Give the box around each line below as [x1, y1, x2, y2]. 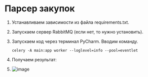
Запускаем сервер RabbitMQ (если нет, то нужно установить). [11, 29, 144, 35]
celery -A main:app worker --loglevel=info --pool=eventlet [11, 48, 138, 53]
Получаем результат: [11, 56, 57, 62]
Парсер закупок [4, 3, 75, 14]
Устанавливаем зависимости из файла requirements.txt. [11, 19, 129, 25]
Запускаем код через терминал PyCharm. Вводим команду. [11, 38, 139, 44]
